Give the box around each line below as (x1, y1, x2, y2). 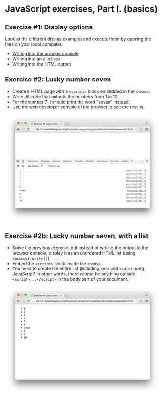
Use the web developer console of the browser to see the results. (12, 104, 145, 110)
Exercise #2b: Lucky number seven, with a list (5, 232, 149, 240)
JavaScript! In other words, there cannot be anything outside (12, 271, 136, 277)
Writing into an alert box (12, 56, 61, 62)
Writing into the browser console (12, 51, 79, 56)
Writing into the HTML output (12, 61, 71, 67)
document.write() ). (12, 255, 51, 261)
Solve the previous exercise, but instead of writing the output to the (12, 244, 149, 251)
